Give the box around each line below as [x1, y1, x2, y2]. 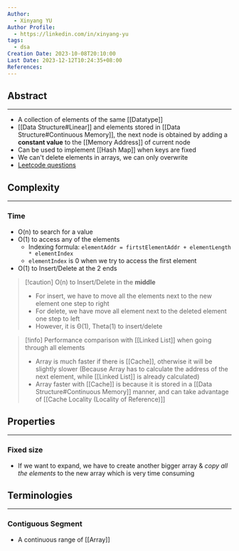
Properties [7, 415, 55, 428]
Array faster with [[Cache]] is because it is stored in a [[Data [35, 379, 212, 388]
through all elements [24, 343, 85, 351]
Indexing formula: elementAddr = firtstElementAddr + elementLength [28, 242, 231, 251]
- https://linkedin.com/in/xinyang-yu [14, 30, 129, 38]
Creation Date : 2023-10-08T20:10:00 [7, 51, 116, 58]
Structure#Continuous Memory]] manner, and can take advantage [35, 387, 229, 396]
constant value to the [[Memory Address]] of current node [17, 138, 191, 147]
